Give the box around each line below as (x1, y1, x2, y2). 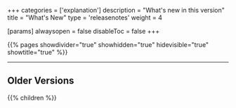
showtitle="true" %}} (7, 48, 68, 56)
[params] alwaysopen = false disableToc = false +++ (7, 27, 160, 35)
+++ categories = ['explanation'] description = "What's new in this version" (7, 6, 225, 14)
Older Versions (7, 75, 74, 87)
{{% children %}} (7, 93, 58, 102)
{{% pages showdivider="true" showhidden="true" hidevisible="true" (7, 41, 209, 48)
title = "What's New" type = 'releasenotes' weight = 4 (7, 13, 163, 22)
